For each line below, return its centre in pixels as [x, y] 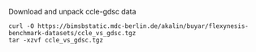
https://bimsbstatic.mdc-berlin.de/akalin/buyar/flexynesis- [143, 26]
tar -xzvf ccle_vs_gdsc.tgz [56, 40]
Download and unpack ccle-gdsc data [72, 12]
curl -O [22, 26]
